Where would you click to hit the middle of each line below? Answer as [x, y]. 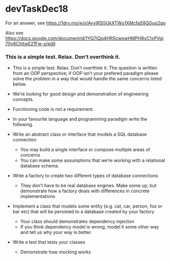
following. [23, 125]
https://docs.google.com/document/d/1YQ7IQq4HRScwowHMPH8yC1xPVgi [84, 38]
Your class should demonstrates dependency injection [77, 221]
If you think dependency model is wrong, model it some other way [90, 227]
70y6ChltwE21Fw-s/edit [31, 43]
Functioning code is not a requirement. [53, 109]
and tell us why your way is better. [56, 233]
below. [20, 84]
